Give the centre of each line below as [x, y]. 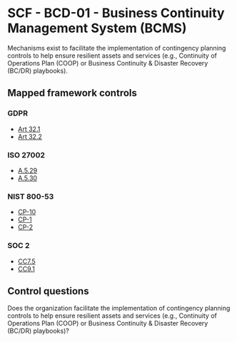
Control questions [48, 291]
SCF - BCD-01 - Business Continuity [116, 13]
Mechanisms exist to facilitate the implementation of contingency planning [117, 48]
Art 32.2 [30, 136]
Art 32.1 [29, 129]
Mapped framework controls [72, 93]
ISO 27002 [26, 155]
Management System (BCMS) [97, 28]
